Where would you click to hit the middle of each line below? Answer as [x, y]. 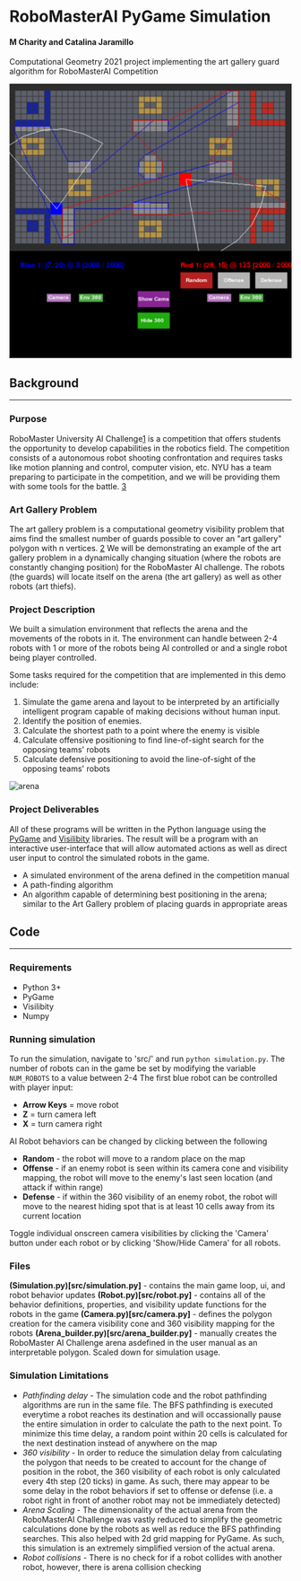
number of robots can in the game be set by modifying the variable [133, 1068]
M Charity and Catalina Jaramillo [72, 41]
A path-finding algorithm [68, 884]
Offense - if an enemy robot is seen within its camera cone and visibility [155, 1168]
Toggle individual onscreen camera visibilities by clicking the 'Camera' [139, 1234]
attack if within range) [63, 1188]
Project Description [52, 610]
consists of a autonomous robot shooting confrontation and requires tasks [146, 457]
